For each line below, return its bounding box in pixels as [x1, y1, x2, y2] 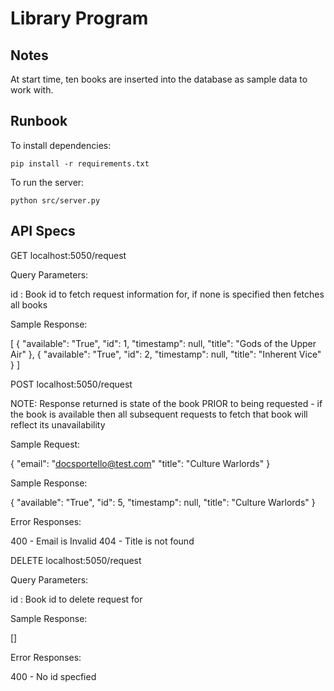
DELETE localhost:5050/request [10, 554, 142, 566]
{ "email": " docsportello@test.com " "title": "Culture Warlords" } [10, 457, 271, 469]
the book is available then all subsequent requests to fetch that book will [10, 408, 308, 420]
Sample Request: [10, 438, 81, 450]
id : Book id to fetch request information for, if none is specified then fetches [10, 288, 325, 300]
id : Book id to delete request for [10, 593, 143, 605]
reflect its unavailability [10, 418, 106, 431]
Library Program [10, 7, 149, 30]
